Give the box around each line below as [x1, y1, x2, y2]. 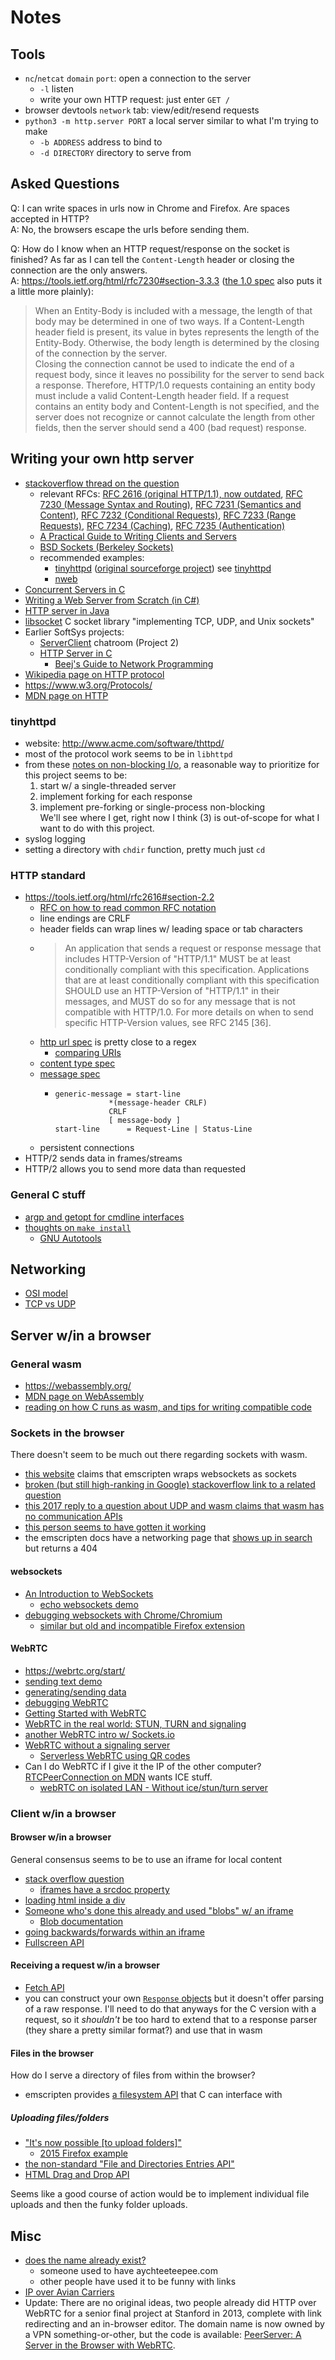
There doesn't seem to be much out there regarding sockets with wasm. [10, 1449, 308, 1461]
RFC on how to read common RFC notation [39, 902, 217, 914]
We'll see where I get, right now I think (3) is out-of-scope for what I [39, 811, 320, 823]
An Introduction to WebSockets [24, 1587, 154, 1600]
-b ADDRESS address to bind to [39, 136, 163, 148]
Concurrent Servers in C [24, 583, 126, 595]
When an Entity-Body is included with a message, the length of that [34, 304, 313, 316]
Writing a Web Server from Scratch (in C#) [24, 594, 200, 606]
